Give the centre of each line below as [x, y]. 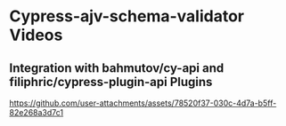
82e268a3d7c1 [37, 112]
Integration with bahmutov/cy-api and [117, 68]
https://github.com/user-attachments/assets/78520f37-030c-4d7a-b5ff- [143, 103]
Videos [36, 35]
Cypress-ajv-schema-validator [127, 16]
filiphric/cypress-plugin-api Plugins [111, 82]
